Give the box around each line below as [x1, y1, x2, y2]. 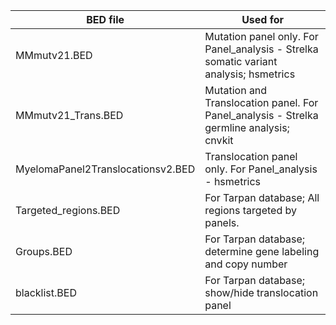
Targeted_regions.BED [15, 204, 121, 217]
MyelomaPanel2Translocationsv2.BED [15, 162, 196, 176]
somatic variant [204, 55, 278, 68]
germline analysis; [204, 121, 290, 134]
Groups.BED [15, 245, 73, 258]
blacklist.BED [15, 286, 77, 299]
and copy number [204, 257, 288, 271]
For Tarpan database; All [204, 191, 320, 204]
